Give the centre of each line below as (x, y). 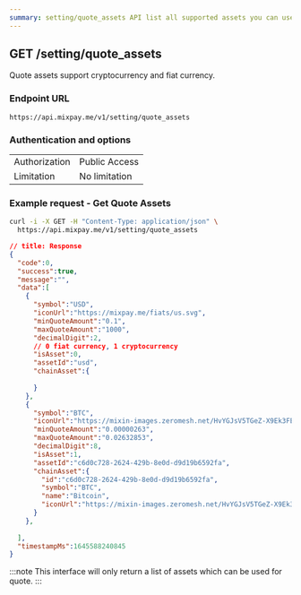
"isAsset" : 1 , (57, 454)
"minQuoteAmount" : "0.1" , (79, 321)
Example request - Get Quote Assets (90, 203)
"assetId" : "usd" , (65, 363)
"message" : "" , (43, 280)
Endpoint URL (39, 99)
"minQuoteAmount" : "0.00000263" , (93, 430)
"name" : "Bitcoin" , (76, 496)
